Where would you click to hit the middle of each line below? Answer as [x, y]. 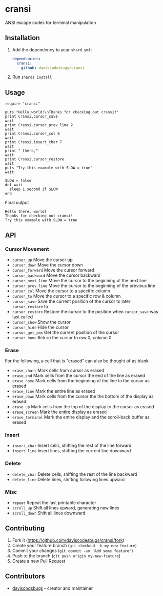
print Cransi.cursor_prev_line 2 [39, 125]
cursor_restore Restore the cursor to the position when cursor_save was [85, 311]
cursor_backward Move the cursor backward [56, 275]
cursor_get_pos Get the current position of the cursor [66, 332]
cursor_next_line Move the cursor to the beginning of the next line [79, 280]
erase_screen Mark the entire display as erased [60, 412]
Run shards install [32, 77]
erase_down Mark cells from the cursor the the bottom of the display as [83, 397]
